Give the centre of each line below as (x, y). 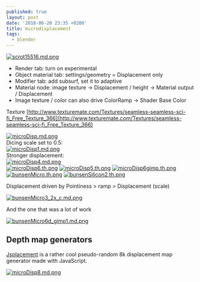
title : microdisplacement (38, 28)
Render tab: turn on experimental (56, 68)
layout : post (23, 17)
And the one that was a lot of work (49, 209)
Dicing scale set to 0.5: (35, 142)
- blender (24, 40)
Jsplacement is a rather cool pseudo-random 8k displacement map (89, 254)
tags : (13, 34)
